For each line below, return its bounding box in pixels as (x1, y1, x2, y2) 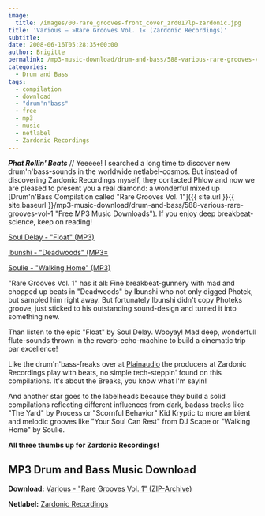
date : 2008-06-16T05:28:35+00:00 (8, 41, 118, 49)
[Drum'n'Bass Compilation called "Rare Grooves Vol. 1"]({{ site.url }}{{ (8, 191, 235, 202)
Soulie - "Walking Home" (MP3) (8, 262, 111, 273)
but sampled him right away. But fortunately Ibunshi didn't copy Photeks (8, 295, 243, 304)
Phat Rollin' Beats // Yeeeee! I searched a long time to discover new (8, 158, 230, 168)
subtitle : (8, 33, 41, 42)
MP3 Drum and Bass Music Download (8, 463, 196, 476)
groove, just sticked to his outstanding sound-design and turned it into (8, 303, 237, 313)
